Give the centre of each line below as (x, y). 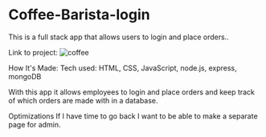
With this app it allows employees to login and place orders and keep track (132, 92)
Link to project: (33, 52)
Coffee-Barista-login (79, 15)
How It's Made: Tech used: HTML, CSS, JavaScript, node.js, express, (123, 68)
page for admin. (35, 124)
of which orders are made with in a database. (83, 100)
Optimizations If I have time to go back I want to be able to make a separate (133, 116)
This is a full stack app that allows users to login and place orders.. (119, 37)
